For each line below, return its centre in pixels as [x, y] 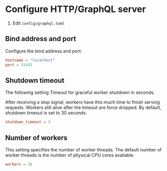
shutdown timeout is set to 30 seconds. [46, 113]
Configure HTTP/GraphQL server [75, 9]
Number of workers [36, 138]
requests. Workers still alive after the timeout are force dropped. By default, [83, 108]
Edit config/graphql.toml [38, 23]
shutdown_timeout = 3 [28, 122]
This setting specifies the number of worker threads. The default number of [83, 150]
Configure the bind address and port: [44, 51]
